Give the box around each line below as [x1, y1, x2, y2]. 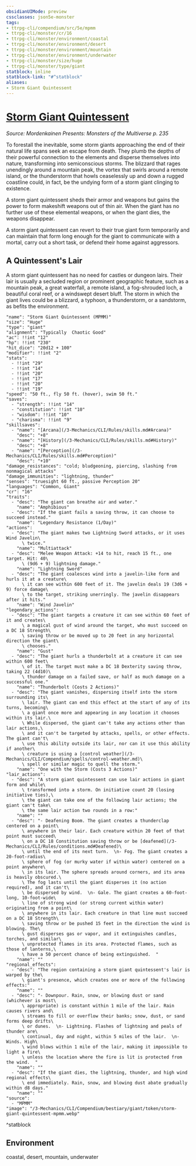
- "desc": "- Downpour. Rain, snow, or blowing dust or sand [11, 992, 164, 999]
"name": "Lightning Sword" [16, 566, 83, 572]
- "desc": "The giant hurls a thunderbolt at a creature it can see [11, 653, 183, 659]
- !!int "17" [11, 375, 43, 382]
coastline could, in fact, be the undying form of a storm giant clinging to [6, 179, 180, 186]
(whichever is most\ [6, 997, 57, 1003]
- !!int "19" [11, 386, 43, 392]
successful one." [6, 679, 49, 685]
